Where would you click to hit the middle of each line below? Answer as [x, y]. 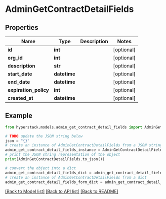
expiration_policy [28, 90]
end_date [19, 82]
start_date [20, 74]
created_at [21, 98]
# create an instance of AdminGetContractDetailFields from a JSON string [84, 145]
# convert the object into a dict [41, 168]
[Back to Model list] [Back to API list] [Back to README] [62, 192]
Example [19, 116]
